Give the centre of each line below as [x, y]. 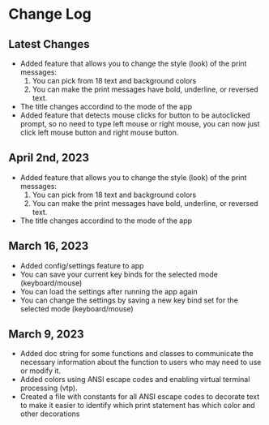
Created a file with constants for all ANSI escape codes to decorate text [140, 397]
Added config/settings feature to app [82, 265]
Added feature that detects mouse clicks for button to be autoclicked [135, 115]
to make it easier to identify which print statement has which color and [137, 406]
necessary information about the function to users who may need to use [141, 363]
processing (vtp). [49, 388]
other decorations [50, 414]
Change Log [50, 14]
